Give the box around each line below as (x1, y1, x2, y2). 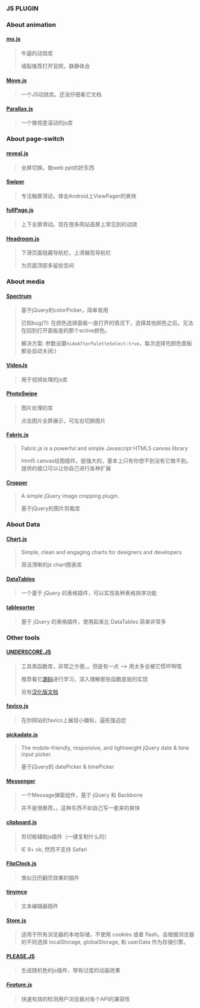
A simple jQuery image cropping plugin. (20, 493, 119, 500)
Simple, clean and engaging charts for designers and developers (20, 549, 182, 556)
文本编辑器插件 (20, 902, 58, 909)
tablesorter (6, 604, 35, 611)
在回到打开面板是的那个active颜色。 (20, 327, 110, 334)
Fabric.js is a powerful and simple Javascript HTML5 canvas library (20, 444, 189, 451)
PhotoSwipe (6, 390, 37, 397)
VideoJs (6, 361, 28, 369)
